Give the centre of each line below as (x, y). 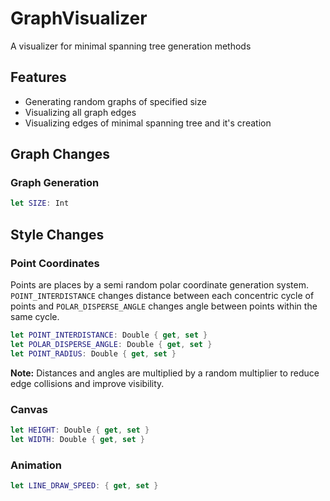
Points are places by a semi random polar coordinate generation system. (159, 285)
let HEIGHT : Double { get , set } (80, 430)
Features (38, 77)
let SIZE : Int (40, 203)
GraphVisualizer (79, 18)
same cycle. (35, 316)
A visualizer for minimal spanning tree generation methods (131, 46)
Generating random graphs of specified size (115, 101)
